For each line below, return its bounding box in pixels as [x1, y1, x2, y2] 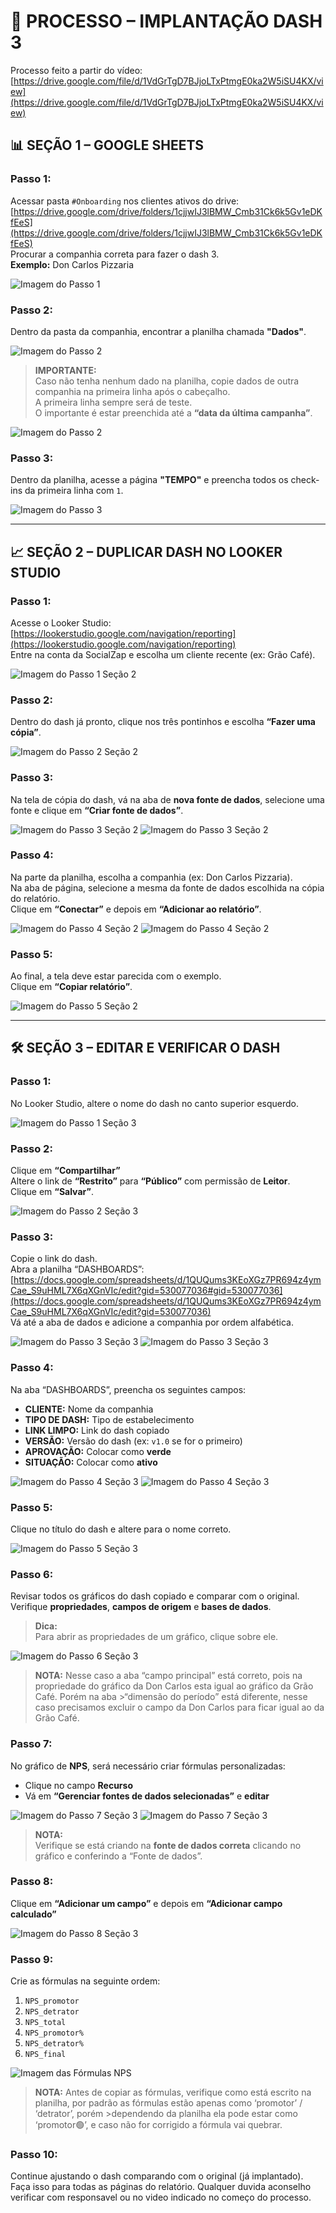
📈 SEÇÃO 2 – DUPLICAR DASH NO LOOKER [10, 543, 283, 560]
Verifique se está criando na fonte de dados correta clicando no [34, 1839, 302, 1851]
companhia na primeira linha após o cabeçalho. [34, 385, 231, 397]
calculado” [10, 1908, 57, 1920]
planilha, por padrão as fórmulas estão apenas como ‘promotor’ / [34, 2097, 303, 2109]
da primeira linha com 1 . [24, 485, 124, 497]
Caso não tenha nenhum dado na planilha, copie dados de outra [34, 375, 300, 387]
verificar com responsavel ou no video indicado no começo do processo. [10, 2191, 312, 2204]
